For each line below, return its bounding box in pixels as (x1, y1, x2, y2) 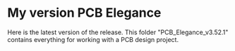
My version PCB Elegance (7, 5, 162, 21)
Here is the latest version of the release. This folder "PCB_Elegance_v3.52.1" (7, 28, 229, 36)
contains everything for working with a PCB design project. (7, 35, 179, 43)
